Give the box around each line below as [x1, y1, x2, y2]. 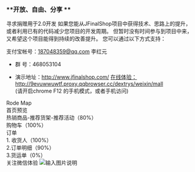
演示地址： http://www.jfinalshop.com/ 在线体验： [14, 73, 137, 81]
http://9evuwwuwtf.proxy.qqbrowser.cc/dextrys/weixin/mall [14, 80, 164, 88]
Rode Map [6, 99, 32, 106]
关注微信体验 [6, 159, 38, 167]
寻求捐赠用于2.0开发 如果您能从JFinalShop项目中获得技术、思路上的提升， [6, 20, 191, 28]
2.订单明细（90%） [6, 144, 55, 152]
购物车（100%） [6, 121, 47, 129]
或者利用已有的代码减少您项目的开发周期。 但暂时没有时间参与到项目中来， [6, 28, 193, 35]
